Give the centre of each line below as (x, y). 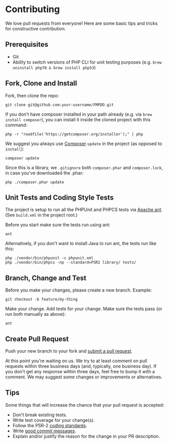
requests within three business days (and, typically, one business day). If (81, 366)
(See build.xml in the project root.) (41, 215)
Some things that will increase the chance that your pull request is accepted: (85, 405)
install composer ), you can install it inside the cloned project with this (78, 119)
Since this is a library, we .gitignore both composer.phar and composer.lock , (84, 167)
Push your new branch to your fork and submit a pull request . (69, 351)
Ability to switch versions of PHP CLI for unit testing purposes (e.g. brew (87, 62)
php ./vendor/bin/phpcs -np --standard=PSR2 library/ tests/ (71, 263)
